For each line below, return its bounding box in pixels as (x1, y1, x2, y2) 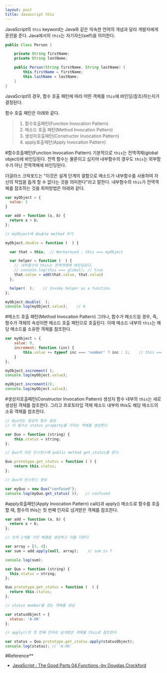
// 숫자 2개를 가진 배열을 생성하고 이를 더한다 (5, 535, 89, 540)
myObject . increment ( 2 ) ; (5, 382, 55, 387)
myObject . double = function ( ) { (5, 240, 79, 245)
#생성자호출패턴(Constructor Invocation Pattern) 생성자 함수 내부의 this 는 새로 (5, 396, 162, 402)
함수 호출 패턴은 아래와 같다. (5, 110, 60, 116)
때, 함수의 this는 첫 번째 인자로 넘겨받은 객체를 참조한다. (10, 507, 118, 513)
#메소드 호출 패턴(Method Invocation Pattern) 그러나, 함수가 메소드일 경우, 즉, (5, 314, 158, 320)
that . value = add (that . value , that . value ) (14, 272, 103, 277)
